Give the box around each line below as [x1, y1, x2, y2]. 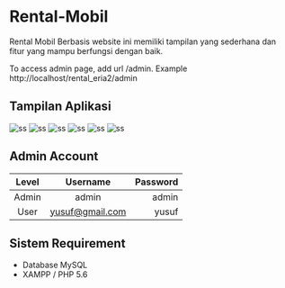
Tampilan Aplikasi [9, 99, 111, 114]
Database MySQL [22, 259, 88, 271]
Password [134, 175, 179, 188]
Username [65, 175, 111, 188]
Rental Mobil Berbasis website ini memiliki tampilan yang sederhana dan [9, 36, 277, 47]
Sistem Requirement [9, 236, 126, 251]
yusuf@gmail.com [49, 205, 127, 218]
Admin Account [9, 148, 99, 164]
